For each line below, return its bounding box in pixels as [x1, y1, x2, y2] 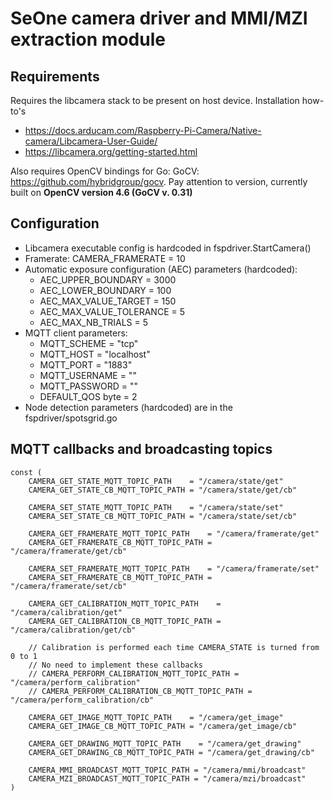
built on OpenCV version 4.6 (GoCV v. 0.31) [10, 187, 193, 198]
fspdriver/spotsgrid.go [24, 412, 118, 424]
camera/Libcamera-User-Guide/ [24, 135, 158, 147]
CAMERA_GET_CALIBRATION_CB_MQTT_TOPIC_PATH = [28, 616, 222, 626]
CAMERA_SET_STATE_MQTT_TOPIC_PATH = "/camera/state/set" [28, 502, 284, 512]
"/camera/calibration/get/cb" [10, 625, 137, 635]
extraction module [10, 28, 166, 51]
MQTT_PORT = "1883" [39, 358, 133, 371]
